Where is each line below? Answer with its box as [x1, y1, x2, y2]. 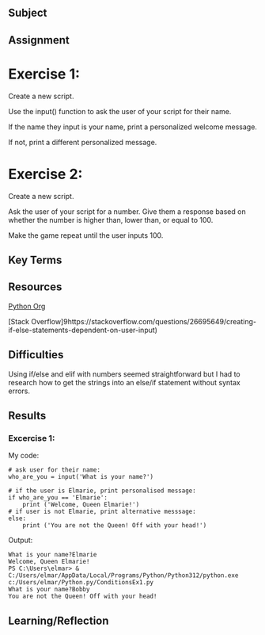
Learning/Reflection [8, 614, 109, 627]
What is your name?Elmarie [8, 551, 97, 559]
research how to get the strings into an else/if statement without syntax [8, 377, 241, 387]
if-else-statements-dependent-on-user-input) [8, 325, 158, 335]
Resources [8, 281, 62, 294]
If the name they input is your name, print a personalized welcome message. [8, 122, 257, 132]
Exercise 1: [8, 65, 81, 82]
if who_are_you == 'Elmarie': [8, 494, 108, 502]
